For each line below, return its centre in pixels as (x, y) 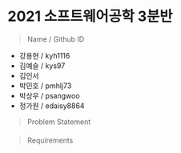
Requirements (50, 140)
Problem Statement (59, 122)
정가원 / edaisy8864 (52, 106)
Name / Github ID (56, 39)
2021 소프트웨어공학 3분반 (90, 16)
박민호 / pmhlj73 (45, 86)
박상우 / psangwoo (50, 95)
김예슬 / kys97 (42, 66)
